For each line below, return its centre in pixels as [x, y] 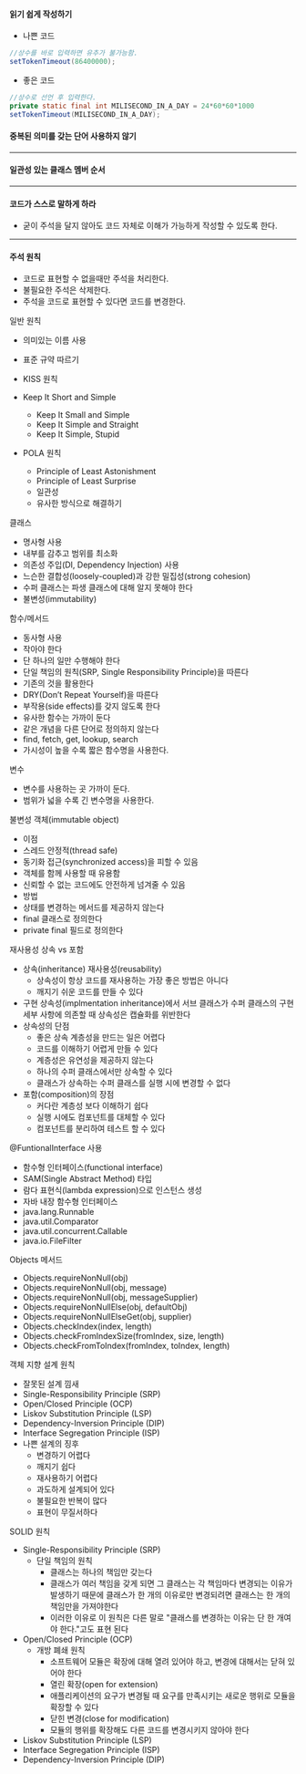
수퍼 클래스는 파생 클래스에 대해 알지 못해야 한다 [107, 587]
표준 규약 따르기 [51, 359]
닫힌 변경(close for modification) [110, 1718]
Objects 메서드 [36, 1260]
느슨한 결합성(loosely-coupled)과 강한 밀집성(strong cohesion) [137, 576]
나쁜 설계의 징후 [51, 1444]
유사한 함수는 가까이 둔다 [66, 718]
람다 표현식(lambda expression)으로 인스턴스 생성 [112, 1190]
